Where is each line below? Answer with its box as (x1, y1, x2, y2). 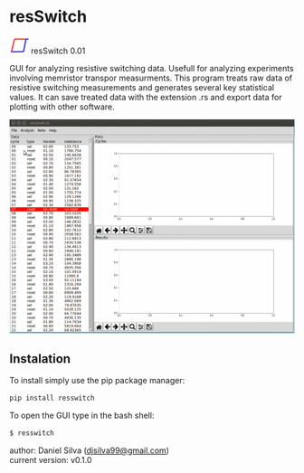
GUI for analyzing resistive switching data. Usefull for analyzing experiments (9, 62, 294, 73)
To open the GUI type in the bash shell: (9, 410, 155, 421)
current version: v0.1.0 (9, 454, 92, 465)
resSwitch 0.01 (31, 45, 86, 56)
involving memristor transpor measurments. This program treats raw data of (9, 72, 293, 83)
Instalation (9, 351, 71, 366)
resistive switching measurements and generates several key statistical (9, 81, 275, 92)
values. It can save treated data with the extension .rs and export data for (9, 91, 282, 102)
